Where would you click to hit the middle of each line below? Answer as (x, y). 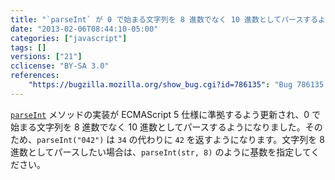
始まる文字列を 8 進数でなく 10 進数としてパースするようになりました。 (158, 127)
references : (35, 76)
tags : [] (28, 47)
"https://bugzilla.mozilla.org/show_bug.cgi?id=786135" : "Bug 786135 (176, 85)
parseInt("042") (70, 140)
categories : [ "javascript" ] (69, 38)
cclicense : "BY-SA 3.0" (60, 66)
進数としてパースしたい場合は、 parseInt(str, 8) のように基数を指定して (161, 152)
